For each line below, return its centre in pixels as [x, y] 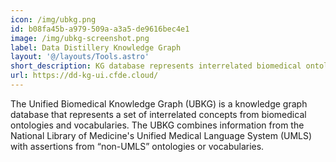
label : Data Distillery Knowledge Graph [96, 47]
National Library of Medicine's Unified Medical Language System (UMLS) [161, 135]
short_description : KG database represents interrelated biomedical [156, 66]
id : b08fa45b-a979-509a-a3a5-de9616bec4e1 [100, 29]
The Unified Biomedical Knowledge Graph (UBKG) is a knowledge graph [159, 103]
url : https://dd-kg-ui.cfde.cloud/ [84, 76]
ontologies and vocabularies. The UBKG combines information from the [157, 125]
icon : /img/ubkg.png [53, 19]
